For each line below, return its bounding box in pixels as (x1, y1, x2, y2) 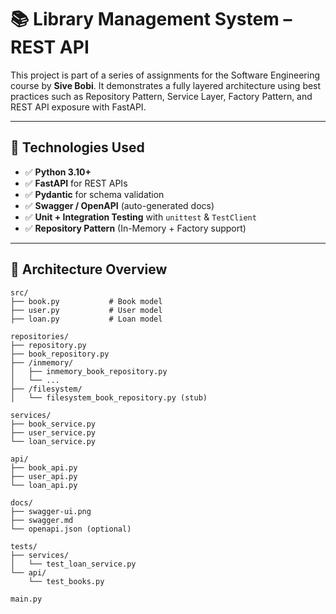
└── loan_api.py (10, 480, 78, 490)
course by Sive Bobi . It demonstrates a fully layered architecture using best (10, 79, 322, 91)
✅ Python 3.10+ (24, 166, 92, 178)
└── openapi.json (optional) (10, 524, 132, 534)
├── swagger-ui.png (10, 506, 92, 516)
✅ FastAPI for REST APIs (24, 177, 128, 189)
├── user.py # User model (10, 305, 163, 315)
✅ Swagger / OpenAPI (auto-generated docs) (24, 199, 215, 211)
